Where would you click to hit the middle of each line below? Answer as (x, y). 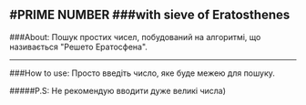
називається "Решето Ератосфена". (79, 47)
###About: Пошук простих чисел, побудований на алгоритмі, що (135, 37)
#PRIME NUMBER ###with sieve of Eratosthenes (150, 15)
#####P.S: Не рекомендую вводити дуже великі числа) (117, 90)
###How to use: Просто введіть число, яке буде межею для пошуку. (143, 73)
